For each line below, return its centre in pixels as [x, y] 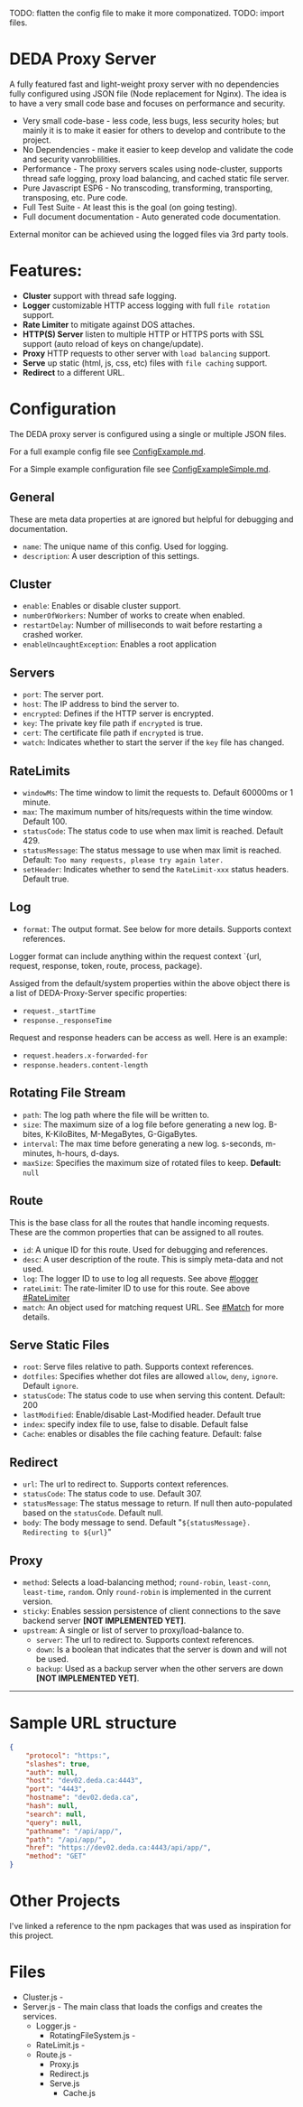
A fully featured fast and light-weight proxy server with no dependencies [144, 84]
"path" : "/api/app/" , [66, 1840]
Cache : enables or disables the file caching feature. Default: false [142, 1434]
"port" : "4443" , [56, 1789]
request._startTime [59, 1011]
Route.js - [54, 2055]
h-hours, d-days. [88, 1153]
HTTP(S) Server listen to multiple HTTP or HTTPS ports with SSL [143, 334]
